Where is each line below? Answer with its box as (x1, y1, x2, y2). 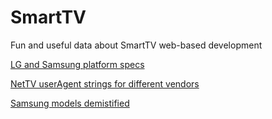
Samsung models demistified (10, 97, 130, 109)
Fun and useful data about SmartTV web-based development (10, 39, 263, 51)
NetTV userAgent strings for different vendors (10, 77, 200, 90)
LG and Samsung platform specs (10, 58, 145, 70)
